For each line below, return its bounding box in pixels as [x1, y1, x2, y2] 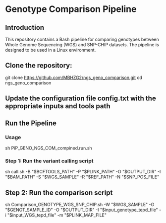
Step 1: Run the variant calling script [5, 157, 94, 164]
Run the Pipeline [5, 119, 57, 127]
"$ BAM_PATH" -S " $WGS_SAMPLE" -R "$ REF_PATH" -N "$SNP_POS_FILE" [5, 174, 160, 180]
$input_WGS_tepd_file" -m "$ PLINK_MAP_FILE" [9, 212, 107, 218]
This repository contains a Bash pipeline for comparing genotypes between [5, 36, 160, 42]
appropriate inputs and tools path [5, 102, 111, 110]
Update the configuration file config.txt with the [5, 94, 156, 103]
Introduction [5, 23, 45, 32]
